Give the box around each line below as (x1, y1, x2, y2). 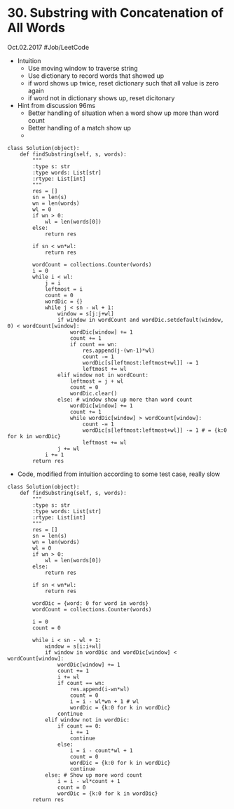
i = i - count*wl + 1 (69, 747, 133, 754)
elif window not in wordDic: (44, 716, 130, 723)
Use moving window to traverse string (27, 64, 138, 72)
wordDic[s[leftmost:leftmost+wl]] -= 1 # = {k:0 (82, 426, 228, 434)
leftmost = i (44, 285, 83, 292)
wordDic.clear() (69, 390, 118, 397)
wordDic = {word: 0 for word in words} (32, 599, 149, 607)
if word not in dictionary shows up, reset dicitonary (27, 93, 175, 102)
